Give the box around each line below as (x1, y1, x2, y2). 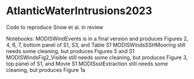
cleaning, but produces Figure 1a (6, 66, 85, 73)
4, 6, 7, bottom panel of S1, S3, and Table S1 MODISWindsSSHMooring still (6, 41, 186, 48)
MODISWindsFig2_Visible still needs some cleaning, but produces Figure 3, (6, 54, 188, 61)
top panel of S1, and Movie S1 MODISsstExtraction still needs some (6, 60, 169, 67)
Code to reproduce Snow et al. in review (6, 24, 104, 31)
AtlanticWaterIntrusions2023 (6, 4, 153, 18)
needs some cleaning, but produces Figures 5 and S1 (6, 47, 135, 54)
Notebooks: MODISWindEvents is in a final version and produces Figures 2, (6, 35, 189, 42)
